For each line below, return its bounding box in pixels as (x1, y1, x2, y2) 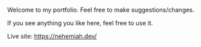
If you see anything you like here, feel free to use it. (7, 19, 153, 27)
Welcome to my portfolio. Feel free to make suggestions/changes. (7, 6, 195, 14)
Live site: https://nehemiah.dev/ (7, 32, 97, 40)
